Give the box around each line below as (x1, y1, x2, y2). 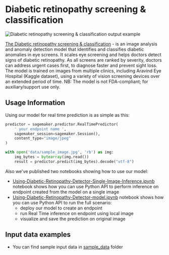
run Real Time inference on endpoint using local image (20, 210, 134, 216)
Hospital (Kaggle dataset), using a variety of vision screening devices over (5, 73, 160, 79)
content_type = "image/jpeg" (14, 136, 71, 141)
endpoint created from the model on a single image (12, 189, 120, 195)
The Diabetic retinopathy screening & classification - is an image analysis (5, 40, 157, 47)
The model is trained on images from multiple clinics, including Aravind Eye (5, 67, 161, 74)
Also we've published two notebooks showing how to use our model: (5, 168, 148, 174)
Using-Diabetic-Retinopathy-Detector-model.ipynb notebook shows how (12, 194, 164, 200)
